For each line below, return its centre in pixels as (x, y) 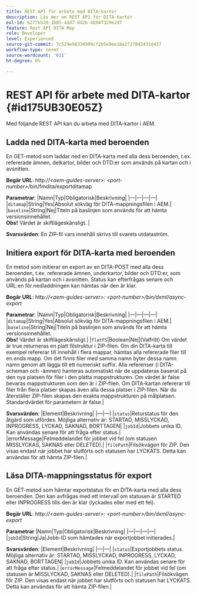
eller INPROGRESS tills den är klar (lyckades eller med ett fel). (81, 502)
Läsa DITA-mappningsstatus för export (79, 476)
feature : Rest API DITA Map (41, 28)
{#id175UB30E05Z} (55, 107)
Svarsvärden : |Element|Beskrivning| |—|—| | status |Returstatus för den (92, 414)
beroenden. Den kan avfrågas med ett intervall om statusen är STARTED (94, 496)
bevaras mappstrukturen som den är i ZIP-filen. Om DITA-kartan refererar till (98, 383)
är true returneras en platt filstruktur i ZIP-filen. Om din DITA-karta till (89, 346)
